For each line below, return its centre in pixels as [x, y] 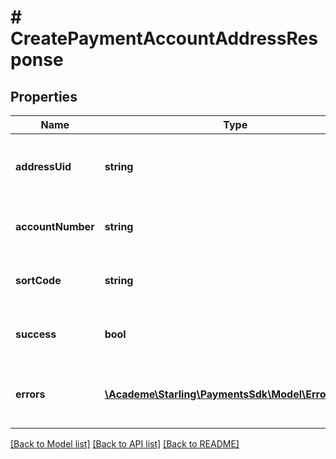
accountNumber [55, 226]
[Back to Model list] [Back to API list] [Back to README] [125, 444]
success [36, 334]
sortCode [38, 280]
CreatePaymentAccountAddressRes [164, 38]
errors [30, 394]
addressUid [43, 166]
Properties [44, 96]
